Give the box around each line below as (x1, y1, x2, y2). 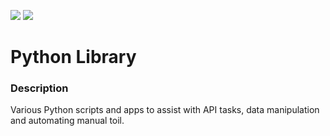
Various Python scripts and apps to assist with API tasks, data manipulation (10, 104, 320, 116)
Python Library (10, 46, 137, 69)
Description (10, 81, 69, 95)
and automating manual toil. (10, 115, 125, 127)
